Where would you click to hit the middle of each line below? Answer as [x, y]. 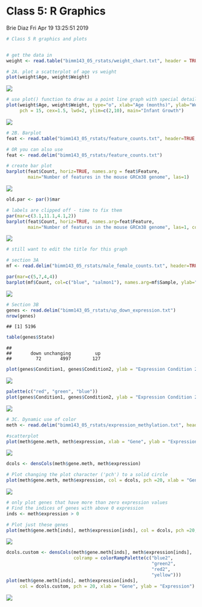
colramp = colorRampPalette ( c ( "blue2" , [123, 558]
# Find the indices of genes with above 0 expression [75, 508]
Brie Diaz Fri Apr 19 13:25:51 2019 [47, 28]
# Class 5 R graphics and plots [47, 39]
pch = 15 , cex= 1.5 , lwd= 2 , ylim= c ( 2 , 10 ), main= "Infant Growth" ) [102, 111]
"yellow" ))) [166, 575]
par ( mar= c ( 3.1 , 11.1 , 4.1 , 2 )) [41, 216]
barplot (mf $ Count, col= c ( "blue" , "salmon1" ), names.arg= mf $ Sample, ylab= [101, 282]
